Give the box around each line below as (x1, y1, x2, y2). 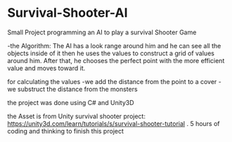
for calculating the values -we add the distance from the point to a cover (7, 77, 217, 85)
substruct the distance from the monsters (17, 85, 138, 93)
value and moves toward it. (7, 64, 86, 72)
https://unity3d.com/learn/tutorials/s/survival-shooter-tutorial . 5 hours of (7, 119, 220, 127)
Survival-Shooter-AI (7, 5, 128, 21)
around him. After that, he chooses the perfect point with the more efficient (7, 56, 225, 64)
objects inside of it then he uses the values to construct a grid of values (7, 49, 214, 57)
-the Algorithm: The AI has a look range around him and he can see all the (7, 41, 221, 50)
